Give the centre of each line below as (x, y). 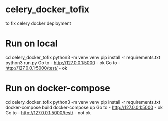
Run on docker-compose (58, 88)
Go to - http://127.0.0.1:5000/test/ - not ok (48, 113)
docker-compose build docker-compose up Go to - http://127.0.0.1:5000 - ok (84, 107)
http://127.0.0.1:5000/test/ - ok (36, 68)
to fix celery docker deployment (38, 23)
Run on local (31, 43)
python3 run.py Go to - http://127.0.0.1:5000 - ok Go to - (63, 63)
